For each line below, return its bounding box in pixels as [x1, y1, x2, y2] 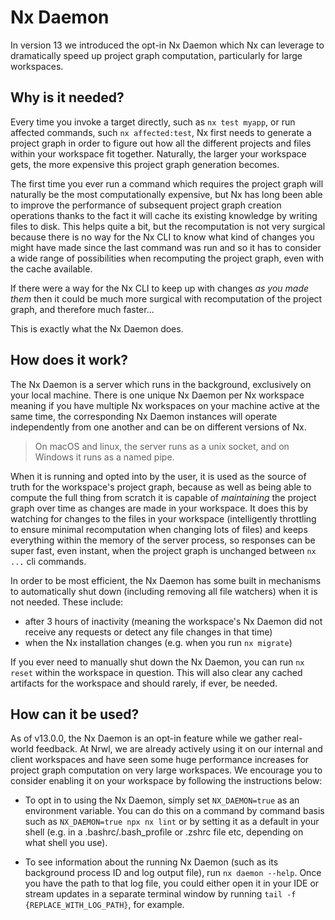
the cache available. [10, 262, 93, 275]
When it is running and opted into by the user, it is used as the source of [10, 470, 307, 482]
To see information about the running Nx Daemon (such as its [24, 856, 279, 868]
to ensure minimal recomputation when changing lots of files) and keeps [10, 523, 308, 535]
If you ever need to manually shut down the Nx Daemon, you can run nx [10, 656, 305, 668]
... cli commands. [10, 555, 87, 567]
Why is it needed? [10, 89, 125, 106]
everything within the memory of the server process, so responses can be [10, 534, 316, 546]
